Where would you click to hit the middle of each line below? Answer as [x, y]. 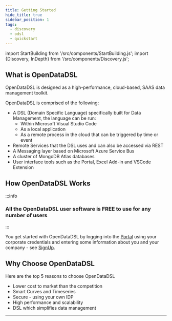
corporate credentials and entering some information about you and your [82, 242]
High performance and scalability [48, 302]
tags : [11, 24]
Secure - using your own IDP [43, 297]
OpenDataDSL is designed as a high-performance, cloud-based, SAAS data [85, 87]
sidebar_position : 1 [27, 20]
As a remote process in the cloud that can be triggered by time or [89, 135]
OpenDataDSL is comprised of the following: [52, 103]
